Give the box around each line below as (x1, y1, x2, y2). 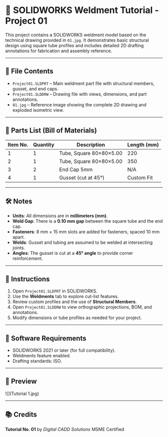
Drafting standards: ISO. (12, 358, 62, 364)
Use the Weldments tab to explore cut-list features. (12, 294, 119, 300)
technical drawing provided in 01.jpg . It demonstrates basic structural (5, 37, 149, 43)
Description (76, 141, 105, 148)
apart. (12, 234, 25, 240)
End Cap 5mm (59, 166, 93, 173)
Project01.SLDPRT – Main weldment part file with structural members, (12, 80, 155, 86)
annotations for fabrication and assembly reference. (5, 48, 112, 54)
